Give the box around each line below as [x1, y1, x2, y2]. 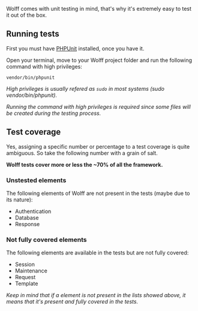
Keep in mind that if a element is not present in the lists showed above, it [6, 292, 186, 299]
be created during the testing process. [6, 109, 101, 117]
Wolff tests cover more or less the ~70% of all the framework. [6, 161, 163, 168]
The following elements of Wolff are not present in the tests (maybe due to [6, 189, 190, 197]
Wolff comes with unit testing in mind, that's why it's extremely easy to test [6, 5, 192, 12]
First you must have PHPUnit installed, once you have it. [6, 45, 145, 52]
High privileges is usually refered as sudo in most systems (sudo [6, 85, 165, 92]
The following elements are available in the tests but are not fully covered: [6, 249, 189, 256]
